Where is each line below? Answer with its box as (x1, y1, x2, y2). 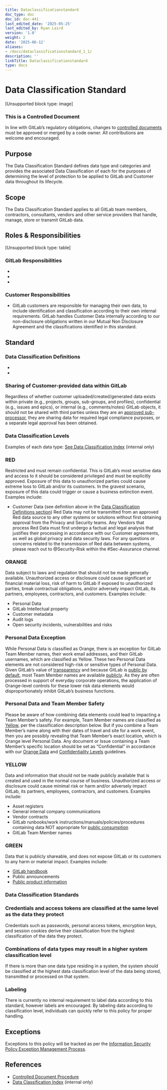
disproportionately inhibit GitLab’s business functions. (5, 688, 115, 694)
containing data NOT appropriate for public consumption (12, 824, 129, 830)
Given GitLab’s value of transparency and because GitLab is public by (5, 667, 148, 673)
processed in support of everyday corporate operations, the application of (5, 677, 158, 683)
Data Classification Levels (5, 432, 70, 439)
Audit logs (12, 616, 33, 623)
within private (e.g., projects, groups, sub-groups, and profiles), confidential (5, 399, 161, 405)
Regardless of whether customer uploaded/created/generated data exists (5, 394, 156, 400)
